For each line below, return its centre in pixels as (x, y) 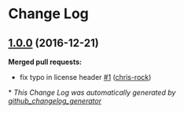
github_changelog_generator (55, 101)
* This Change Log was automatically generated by (92, 92)
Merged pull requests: (45, 62)
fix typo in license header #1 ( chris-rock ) (85, 77)
